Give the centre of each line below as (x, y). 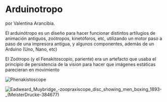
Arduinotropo (34, 9)
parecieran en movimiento (32, 70)
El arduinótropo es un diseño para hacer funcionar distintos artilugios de (80, 33)
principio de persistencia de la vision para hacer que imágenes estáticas (80, 64)
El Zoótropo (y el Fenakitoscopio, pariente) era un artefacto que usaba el (81, 59)
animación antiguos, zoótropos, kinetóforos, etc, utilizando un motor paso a (84, 38)
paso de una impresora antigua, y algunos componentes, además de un (80, 43)
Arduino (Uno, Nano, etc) (31, 49)
